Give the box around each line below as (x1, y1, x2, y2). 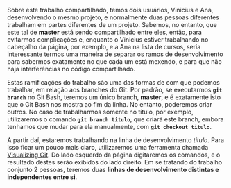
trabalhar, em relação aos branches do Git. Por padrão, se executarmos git (7, 86, 223, 94)
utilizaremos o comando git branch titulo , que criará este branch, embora (7, 115, 224, 123)
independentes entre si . (7, 173, 78, 181)
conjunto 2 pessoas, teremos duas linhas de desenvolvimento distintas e (7, 166, 220, 173)
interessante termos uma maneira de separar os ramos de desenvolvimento (7, 50, 223, 58)
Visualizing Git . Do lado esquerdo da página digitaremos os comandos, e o (7, 151, 221, 159)
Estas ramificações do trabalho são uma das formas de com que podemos (7, 78, 220, 86)
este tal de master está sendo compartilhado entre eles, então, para (7, 28, 203, 36)
